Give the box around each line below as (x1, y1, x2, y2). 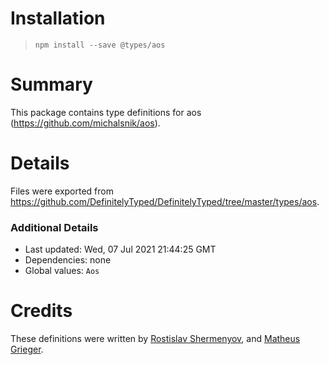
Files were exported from (10, 185, 114, 197)
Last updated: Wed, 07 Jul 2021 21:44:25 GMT (24, 243, 217, 256)
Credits (10, 300, 73, 322)
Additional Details (10, 220, 99, 234)
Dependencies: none (24, 254, 112, 266)
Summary (10, 73, 93, 96)
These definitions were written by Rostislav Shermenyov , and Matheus (10, 333, 301, 345)
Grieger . (10, 343, 44, 356)
